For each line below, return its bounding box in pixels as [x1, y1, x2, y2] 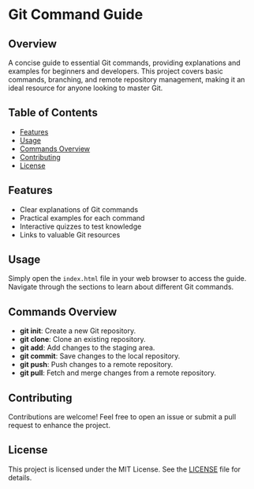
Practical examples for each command [19, 213, 145, 222]
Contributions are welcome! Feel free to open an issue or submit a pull [8, 412, 237, 422]
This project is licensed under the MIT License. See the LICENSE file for [8, 464, 241, 474]
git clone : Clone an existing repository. [19, 335, 146, 344]
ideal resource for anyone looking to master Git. [8, 83, 163, 93]
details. [8, 472, 32, 482]
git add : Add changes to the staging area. [19, 343, 155, 353]
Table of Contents [8, 106, 99, 119]
